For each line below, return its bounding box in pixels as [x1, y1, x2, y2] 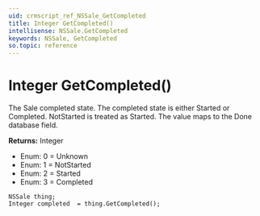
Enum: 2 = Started [19, 168, 81, 178]
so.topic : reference [8, 42, 78, 50]
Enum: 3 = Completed [19, 177, 93, 187]
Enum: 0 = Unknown [19, 152, 89, 161]
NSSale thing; [8, 193, 57, 201]
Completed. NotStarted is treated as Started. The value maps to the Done [8, 112, 253, 122]
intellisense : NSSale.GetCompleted [8, 27, 128, 35]
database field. [8, 120, 58, 130]
